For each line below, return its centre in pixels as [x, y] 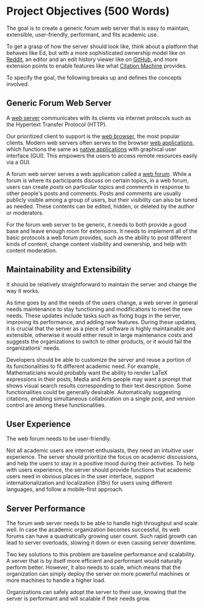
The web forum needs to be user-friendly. [59, 439]
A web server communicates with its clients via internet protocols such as [99, 118]
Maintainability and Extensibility [69, 270]
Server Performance [46, 508]
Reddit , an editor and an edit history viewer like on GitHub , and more [92, 59]
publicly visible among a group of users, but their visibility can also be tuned [102, 200]
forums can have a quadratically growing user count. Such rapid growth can [102, 536]
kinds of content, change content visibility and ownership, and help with [97, 244]
